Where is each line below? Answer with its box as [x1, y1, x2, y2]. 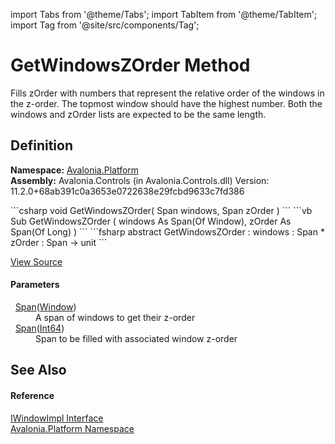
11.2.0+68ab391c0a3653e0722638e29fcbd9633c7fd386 [10, 185, 245, 197]
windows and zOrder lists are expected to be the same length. [10, 108, 267, 120]
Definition [10, 137, 73, 154]
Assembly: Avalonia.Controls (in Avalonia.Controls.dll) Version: [10, 174, 270, 186]
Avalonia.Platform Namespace [10, 422, 135, 434]
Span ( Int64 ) [14, 322, 65, 334]
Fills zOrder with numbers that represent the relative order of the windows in [10, 87, 325, 99]
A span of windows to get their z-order [35, 311, 196, 323]
